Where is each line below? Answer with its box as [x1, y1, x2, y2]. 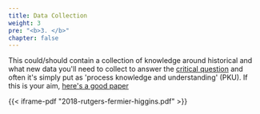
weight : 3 [8, 19, 42, 27]
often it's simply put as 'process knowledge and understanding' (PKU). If [8, 73, 248, 82]
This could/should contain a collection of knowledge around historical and [8, 56, 253, 65]
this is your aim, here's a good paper [8, 81, 130, 91]
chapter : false [8, 33, 59, 42]
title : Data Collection [8, 11, 88, 20]
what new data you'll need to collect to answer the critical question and [8, 65, 244, 74]
